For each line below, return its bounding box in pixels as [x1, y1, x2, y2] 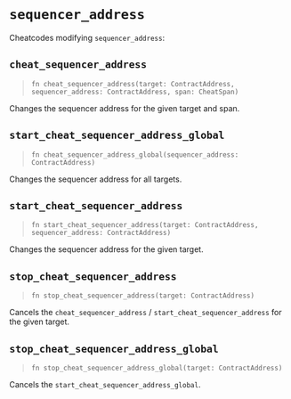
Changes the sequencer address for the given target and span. [9, 102, 240, 113]
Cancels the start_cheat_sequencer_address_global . [9, 379, 201, 389]
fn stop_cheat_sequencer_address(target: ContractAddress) [30, 291, 255, 300]
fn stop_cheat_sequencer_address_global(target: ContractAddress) [30, 363, 283, 372]
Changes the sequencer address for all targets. [9, 174, 182, 184]
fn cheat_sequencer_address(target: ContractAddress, [30, 79, 235, 88]
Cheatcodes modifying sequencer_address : [9, 32, 166, 43]
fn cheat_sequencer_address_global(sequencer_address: [30, 150, 239, 159]
